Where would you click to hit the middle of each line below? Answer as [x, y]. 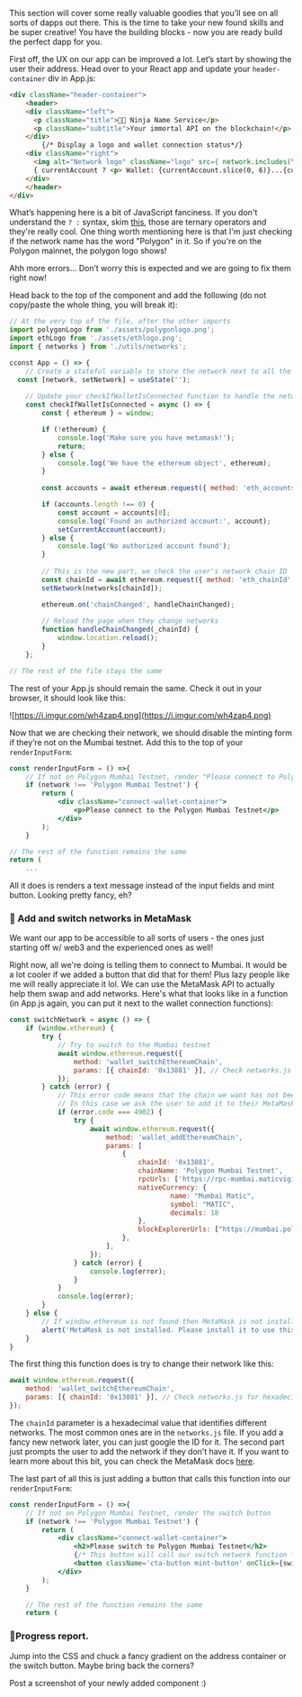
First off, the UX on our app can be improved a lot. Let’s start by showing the [151, 59]
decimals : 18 [195, 1213]
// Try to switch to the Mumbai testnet [134, 1045]
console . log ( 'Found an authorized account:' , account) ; [164, 521]
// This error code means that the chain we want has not [168, 1095]
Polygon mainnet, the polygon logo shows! [88, 251]
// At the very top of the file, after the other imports [120, 322]
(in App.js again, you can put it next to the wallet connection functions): [142, 1003]
